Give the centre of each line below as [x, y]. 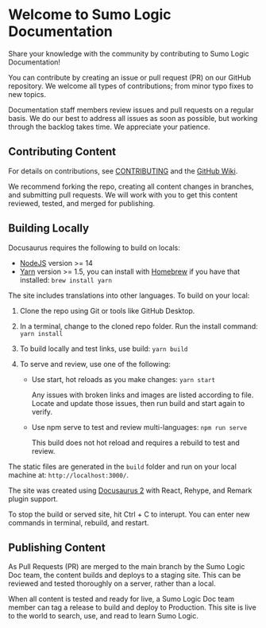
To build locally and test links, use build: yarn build [104, 349]
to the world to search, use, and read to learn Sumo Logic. [103, 616]
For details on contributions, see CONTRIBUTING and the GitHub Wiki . [123, 171]
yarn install [41, 334]
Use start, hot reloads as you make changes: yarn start [123, 379]
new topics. [27, 94]
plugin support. [33, 498]
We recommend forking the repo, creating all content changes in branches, [131, 186]
